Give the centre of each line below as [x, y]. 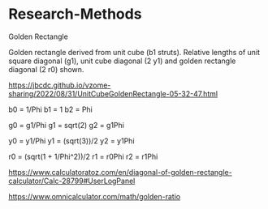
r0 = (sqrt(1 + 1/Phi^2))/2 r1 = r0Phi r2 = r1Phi [83, 156]
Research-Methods [75, 14]
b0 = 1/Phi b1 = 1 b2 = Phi [51, 109]
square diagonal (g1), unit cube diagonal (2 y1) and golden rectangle [122, 61]
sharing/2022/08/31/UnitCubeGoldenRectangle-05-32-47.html [113, 93]
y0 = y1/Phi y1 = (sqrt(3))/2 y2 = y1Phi [72, 141]
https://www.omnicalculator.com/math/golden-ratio [95, 196]
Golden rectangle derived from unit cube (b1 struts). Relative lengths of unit [134, 52]
